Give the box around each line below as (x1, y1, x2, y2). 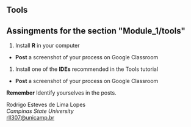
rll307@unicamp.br (6, 114, 55, 122)
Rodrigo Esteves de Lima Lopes (6, 101, 86, 109)
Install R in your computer (15, 42, 81, 49)
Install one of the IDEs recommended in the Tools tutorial (15, 65, 159, 73)
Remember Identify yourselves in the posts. (6, 89, 117, 96)
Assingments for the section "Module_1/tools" (6, 26, 186, 36)
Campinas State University (6, 107, 74, 115)
